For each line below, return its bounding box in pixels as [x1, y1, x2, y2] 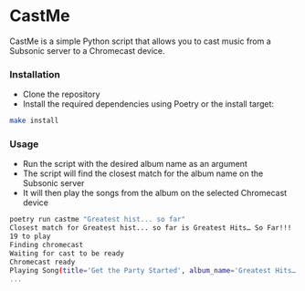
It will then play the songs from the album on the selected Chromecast [22, 188, 288, 199]
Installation [9, 68, 61, 80]
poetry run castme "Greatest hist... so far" [9, 215, 185, 224]
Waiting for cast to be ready [9, 248, 125, 258]
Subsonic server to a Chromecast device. [9, 45, 165, 56]
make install [9, 116, 59, 126]
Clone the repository [22, 88, 100, 100]
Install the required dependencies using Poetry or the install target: [22, 99, 275, 109]
